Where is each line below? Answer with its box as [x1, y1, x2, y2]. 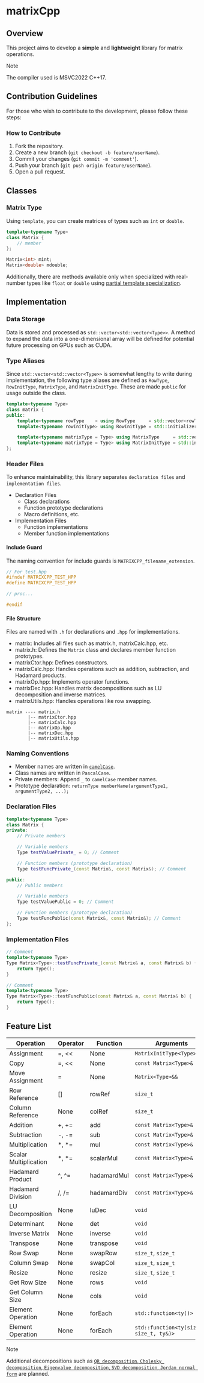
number [6, 279, 26, 287]
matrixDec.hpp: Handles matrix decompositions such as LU [14, 685, 162, 692]
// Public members [17, 882, 63, 888]
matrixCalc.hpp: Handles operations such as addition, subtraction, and [14, 666, 190, 673]
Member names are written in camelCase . [14, 763, 115, 770]
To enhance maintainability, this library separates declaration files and [6, 473, 185, 481]
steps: [6, 113, 22, 121]
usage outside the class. [6, 390, 67, 397]
